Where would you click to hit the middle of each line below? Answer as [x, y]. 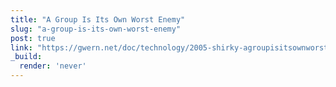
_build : [26, 57]
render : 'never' [53, 66]
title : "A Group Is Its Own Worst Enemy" [98, 19]
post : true [33, 38]
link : [21, 47]
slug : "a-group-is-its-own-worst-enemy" [96, 29]
